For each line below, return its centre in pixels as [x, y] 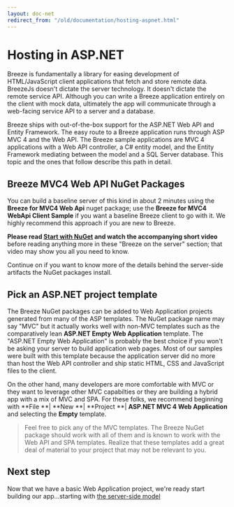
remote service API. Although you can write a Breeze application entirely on [116, 97]
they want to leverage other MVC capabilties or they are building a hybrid [112, 392]
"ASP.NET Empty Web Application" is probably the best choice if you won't [115, 341]
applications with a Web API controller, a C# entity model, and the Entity [111, 147]
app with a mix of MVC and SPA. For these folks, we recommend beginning [115, 399]
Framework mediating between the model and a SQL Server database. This [115, 155]
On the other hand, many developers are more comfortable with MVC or [111, 385]
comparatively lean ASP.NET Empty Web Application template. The [105, 334]
